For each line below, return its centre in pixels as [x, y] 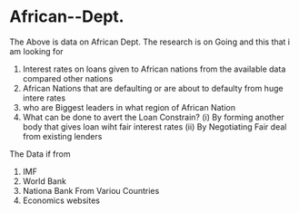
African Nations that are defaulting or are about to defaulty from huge [153, 88]
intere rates [44, 98]
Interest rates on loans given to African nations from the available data [154, 69]
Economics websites [61, 200]
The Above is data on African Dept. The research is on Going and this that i [150, 42]
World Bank [44, 181]
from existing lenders [62, 136]
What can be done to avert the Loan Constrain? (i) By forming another [153, 117]
